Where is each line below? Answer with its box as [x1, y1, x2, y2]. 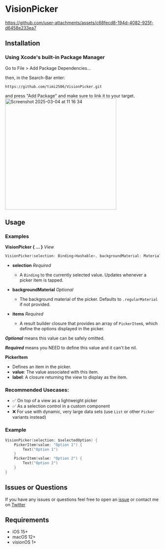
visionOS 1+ [12, 539, 37, 545]
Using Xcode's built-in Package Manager [5, 54, 105, 61]
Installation [5, 39, 40, 48]
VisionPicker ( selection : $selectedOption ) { [5, 437, 98, 443]
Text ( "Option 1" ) [23, 447, 58, 452]
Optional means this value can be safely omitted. [5, 335, 105, 341]
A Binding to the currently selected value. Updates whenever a [19, 272, 147, 278]
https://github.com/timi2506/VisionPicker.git [5, 84, 102, 89]
